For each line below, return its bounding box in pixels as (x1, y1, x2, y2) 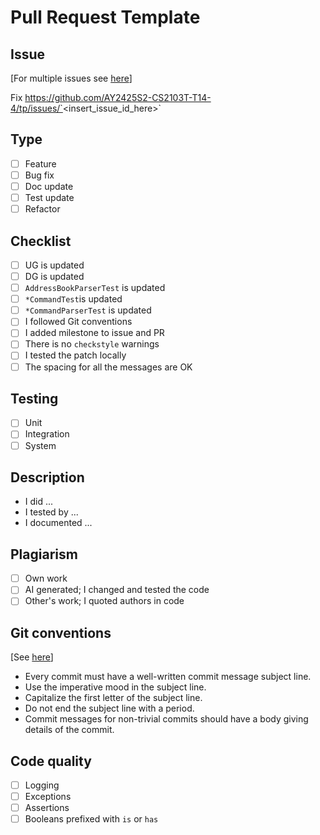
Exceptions (24, 791, 72, 803)
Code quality (10, 752, 92, 770)
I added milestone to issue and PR (24, 327, 165, 339)
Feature (24, 157, 57, 170)
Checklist (10, 232, 72, 250)
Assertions (24, 802, 70, 814)
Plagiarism (10, 546, 78, 563)
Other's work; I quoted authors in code (24, 595, 185, 607)
